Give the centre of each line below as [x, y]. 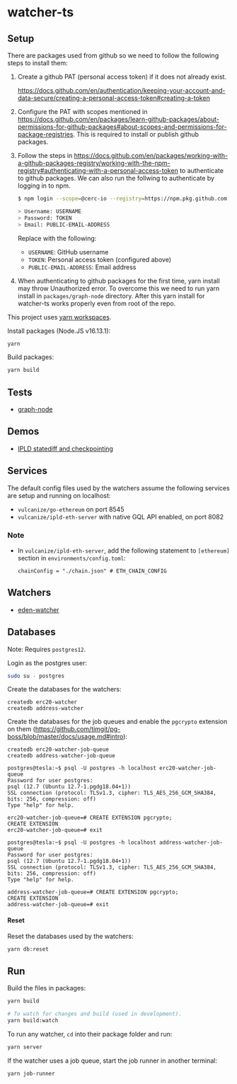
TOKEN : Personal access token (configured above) [100, 259]
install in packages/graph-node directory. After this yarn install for [111, 295]
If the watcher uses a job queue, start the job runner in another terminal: [112, 1061]
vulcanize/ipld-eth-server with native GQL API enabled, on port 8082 [121, 516]
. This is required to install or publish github [136, 134]
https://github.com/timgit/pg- [78, 729]
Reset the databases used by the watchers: [70, 936]
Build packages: [31, 357]
